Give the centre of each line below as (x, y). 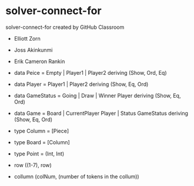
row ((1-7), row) (33, 165)
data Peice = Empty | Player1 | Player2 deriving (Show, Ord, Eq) (90, 72)
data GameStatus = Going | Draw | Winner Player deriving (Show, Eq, (97, 95)
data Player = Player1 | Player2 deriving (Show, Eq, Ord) (81, 84)
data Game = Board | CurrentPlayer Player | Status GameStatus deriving (101, 113)
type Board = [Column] (42, 142)
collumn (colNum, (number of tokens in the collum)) (76, 176)
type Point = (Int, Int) (39, 154)
